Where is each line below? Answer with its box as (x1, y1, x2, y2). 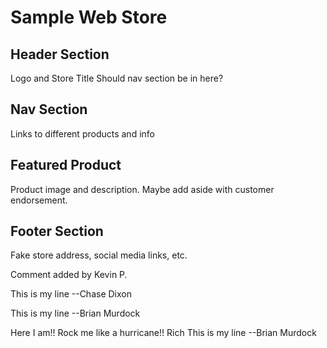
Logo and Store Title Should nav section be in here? (10, 72, 224, 84)
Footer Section (10, 223, 104, 240)
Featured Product (10, 157, 122, 174)
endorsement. (10, 194, 68, 206)
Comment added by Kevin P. (10, 269, 128, 281)
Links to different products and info (10, 127, 155, 140)
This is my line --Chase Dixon (10, 288, 132, 300)
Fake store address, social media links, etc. (10, 249, 188, 261)
